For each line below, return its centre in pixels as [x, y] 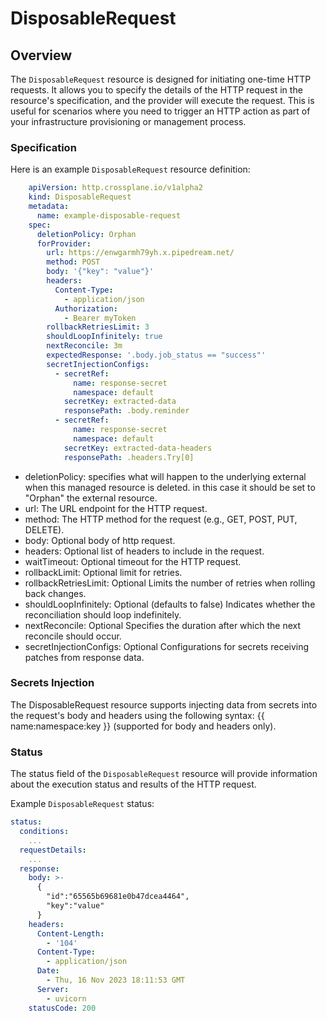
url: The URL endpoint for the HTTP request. [116, 508]
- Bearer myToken [100, 318]
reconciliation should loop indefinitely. [103, 614]
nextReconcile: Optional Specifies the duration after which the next [163, 625]
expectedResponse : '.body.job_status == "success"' [156, 355]
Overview [41, 55]
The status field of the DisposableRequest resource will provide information [164, 774]
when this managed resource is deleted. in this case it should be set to [170, 487]
